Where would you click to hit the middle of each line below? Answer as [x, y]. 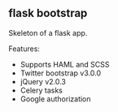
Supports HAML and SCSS [65, 64]
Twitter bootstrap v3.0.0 [61, 73]
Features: [24, 49]
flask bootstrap [48, 13]
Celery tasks [42, 90]
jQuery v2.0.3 [43, 81]
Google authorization [55, 99]
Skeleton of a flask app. [48, 32]
